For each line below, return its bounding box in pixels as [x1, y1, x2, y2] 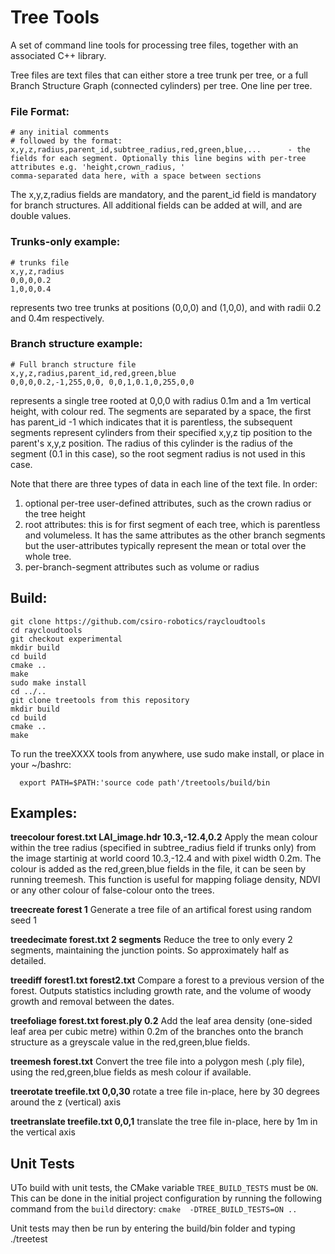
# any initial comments [10, 127, 110, 138]
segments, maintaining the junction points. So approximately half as [10, 944, 290, 956]
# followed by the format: [10, 136, 123, 146]
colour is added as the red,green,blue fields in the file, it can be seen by [10, 863, 307, 875]
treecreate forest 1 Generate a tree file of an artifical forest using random [10, 904, 312, 916]
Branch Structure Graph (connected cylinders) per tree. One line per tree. [10, 79, 313, 91]
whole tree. [24, 550, 72, 562]
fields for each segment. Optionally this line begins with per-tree [10, 154, 307, 164]
